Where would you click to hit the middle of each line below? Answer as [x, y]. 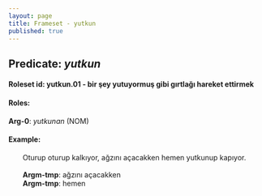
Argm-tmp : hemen [54, 183]
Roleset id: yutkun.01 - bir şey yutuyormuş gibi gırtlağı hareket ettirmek [131, 84]
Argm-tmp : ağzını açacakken [72, 174]
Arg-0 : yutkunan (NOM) [49, 121]
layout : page [30, 16]
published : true [36, 31]
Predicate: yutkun [55, 64]
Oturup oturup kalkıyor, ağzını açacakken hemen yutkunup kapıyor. [135, 157]
